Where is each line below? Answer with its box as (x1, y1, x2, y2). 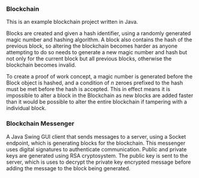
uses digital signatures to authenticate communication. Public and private (6, 145, 187, 153)
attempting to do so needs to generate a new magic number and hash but (6, 49, 188, 56)
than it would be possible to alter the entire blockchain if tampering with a (6, 98, 187, 105)
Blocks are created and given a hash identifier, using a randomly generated (6, 30, 191, 37)
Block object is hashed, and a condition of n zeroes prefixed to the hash (6, 79, 183, 86)
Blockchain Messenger (6, 120, 75, 128)
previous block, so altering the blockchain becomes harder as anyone (6, 42, 178, 49)
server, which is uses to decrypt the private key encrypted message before (6, 158, 191, 165)
